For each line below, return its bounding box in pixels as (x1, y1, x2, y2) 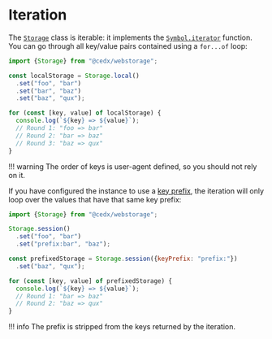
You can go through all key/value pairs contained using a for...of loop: (8, 41, 248, 50)
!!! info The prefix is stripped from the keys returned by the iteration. (8, 322, 236, 332)
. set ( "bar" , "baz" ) (15, 87, 82, 95)
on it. (8, 170, 26, 180)
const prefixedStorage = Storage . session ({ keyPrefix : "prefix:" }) (8, 254, 238, 263)
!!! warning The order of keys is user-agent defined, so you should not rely (8, 161, 257, 172)
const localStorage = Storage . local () (8, 72, 140, 80)
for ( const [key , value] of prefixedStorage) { (8, 276, 173, 285)
